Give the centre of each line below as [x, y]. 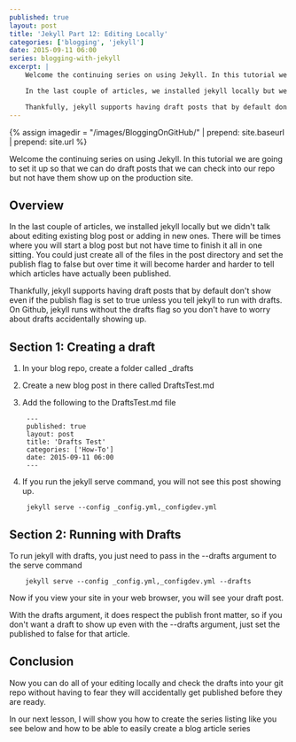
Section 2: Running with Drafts [95, 534]
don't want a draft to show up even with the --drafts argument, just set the [145, 624]
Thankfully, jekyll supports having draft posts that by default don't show [140, 291]
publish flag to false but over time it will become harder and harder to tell [142, 264]
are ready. [28, 701]
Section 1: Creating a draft [82, 347]
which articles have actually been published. [90, 274]
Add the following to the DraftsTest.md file [99, 403]
